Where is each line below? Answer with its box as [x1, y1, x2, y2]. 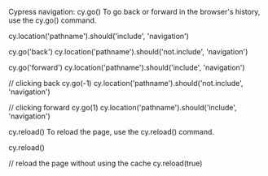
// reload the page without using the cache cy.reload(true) [8, 158, 203, 168]
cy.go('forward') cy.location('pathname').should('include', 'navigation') [8, 62, 246, 72]
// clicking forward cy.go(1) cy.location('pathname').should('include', [8, 103, 238, 112]
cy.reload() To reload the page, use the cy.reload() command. [8, 127, 214, 136]
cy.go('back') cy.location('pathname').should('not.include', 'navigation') [8, 47, 248, 56]
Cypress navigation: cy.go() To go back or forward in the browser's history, [8, 7, 261, 16]
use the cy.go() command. [8, 15, 97, 25]
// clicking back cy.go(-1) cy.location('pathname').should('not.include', [8, 79, 244, 88]
